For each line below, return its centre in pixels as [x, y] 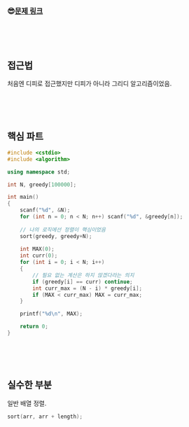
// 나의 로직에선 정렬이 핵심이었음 [63, 230]
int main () [23, 197]
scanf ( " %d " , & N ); [45, 210]
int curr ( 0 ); [39, 256]
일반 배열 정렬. [27, 403]
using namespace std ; [39, 172]
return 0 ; [34, 327]
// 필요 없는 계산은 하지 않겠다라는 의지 [83, 275]
